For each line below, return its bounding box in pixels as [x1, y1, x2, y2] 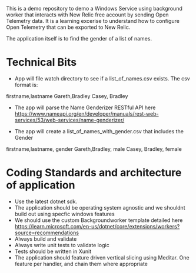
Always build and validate [14, 235, 77, 242]
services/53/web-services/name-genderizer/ [14, 116, 125, 123]
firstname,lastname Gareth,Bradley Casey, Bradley [6, 92, 128, 99]
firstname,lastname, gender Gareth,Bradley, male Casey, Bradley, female [6, 145, 182, 152]
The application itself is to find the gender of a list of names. [6, 35, 152, 42]
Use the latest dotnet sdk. [14, 198, 78, 205]
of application [6, 178, 75, 192]
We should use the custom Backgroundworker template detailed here [14, 217, 183, 224]
